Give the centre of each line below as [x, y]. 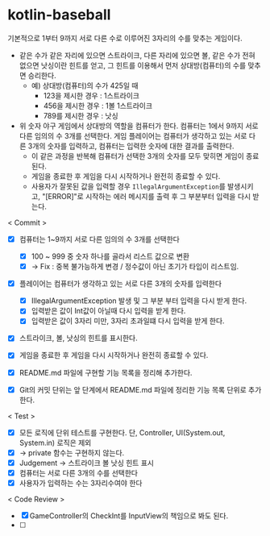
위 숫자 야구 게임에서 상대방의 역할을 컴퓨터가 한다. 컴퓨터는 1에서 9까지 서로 [139, 126]
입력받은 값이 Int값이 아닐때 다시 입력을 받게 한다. [108, 311]
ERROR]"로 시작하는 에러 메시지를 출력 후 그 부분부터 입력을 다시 [150, 196]
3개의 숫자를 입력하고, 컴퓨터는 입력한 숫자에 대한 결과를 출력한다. [131, 146]
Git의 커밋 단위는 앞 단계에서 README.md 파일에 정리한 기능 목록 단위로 [133, 389]
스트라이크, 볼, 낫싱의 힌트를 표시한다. [78, 338]
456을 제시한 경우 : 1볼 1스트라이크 [98, 106]
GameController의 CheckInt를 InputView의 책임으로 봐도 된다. [129, 515]
